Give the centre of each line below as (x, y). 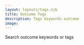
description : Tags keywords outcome (42, 19)
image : (12, 23)
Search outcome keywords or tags (40, 37)
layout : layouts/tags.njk (31, 10)
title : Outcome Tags (26, 14)
